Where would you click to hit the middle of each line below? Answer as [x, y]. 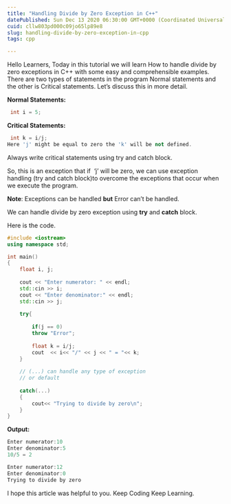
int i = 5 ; [25, 113]
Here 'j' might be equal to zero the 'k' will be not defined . [100, 144]
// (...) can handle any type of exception [83, 371]
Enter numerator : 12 [35, 467]
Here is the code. [32, 225]
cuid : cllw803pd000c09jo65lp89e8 [55, 26]
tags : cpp [21, 39]
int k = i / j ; [29, 138]
